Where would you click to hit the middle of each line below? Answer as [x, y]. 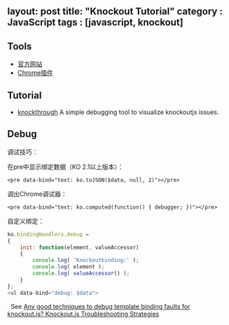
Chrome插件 [35, 73]
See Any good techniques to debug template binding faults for [100, 306]
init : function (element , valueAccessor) [79, 247]
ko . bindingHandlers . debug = [48, 234]
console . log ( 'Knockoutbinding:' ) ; [86, 261]
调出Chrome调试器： [37, 194]
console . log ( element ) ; [69, 267]
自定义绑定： [26, 221]
